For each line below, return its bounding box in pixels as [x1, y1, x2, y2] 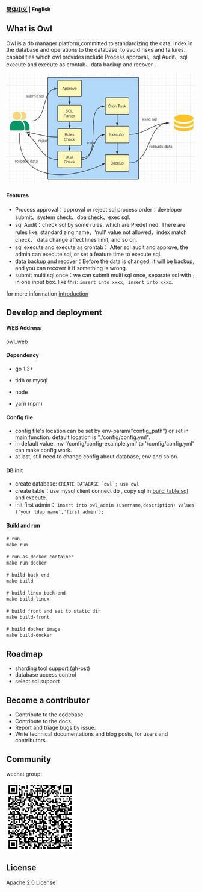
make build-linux [6, 596, 50, 603]
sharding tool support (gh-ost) [14, 665, 90, 672]
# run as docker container [6, 554, 74, 560]
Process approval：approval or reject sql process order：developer [14, 206, 182, 213]
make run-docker [6, 560, 47, 566]
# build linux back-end [6, 590, 66, 596]
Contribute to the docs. [14, 717, 73, 724]
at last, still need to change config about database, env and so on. [14, 452, 179, 460]
